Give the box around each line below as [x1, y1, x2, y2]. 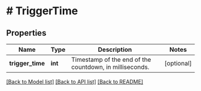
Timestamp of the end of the [71, 55, 151, 64]
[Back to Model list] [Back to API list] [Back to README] [6, 79, 144, 85]
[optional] [164, 59, 192, 67]
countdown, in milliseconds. [71, 63, 150, 71]
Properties [6, 28, 47, 38]
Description [98, 46, 132, 54]
